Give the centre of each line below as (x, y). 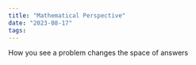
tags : (17, 30)
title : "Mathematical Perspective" (67, 15)
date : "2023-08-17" (40, 23)
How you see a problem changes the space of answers (98, 53)
